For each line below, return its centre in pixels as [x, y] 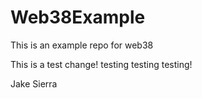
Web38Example [78, 17]
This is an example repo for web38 [82, 45]
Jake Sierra [34, 83]
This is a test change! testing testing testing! [101, 64]
